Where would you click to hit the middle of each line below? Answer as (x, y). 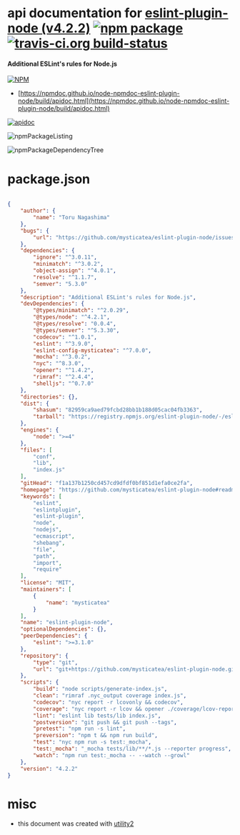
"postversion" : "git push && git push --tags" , (105, 722)
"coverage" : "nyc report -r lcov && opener (99, 709)
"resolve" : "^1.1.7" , (65, 277)
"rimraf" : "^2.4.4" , (64, 377)
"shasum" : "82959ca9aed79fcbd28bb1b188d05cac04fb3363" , (118, 410)
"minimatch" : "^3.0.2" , (68, 264)
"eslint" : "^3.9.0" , (64, 344)
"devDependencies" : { (52, 304)
